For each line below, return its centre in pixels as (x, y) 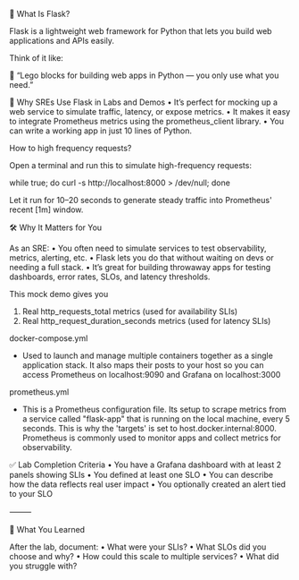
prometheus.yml (39, 392)
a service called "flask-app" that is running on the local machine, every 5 (156, 419)
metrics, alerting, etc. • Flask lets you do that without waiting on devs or (141, 258)
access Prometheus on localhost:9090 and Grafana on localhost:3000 (151, 375)
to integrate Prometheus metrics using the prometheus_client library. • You (147, 121)
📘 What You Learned (47, 529)
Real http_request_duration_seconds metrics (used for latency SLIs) (146, 321)
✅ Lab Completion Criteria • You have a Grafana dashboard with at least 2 (145, 465)
